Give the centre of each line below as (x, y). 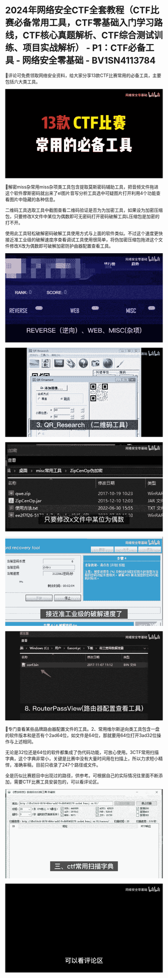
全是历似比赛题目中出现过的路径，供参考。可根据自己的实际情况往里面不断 (82, 775)
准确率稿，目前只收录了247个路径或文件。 (57, 765)
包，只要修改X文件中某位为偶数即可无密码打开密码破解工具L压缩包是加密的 (82, 216)
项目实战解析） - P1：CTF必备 (84, 48)
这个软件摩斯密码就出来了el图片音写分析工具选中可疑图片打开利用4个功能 (81, 193)
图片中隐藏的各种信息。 (33, 199)
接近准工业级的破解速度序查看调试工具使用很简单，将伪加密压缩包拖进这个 (82, 240)
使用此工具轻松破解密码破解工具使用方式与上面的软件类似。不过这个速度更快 (84, 233)
